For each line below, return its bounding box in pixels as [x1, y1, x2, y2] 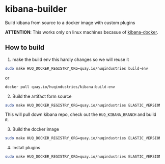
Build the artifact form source [12, 93, 72, 99]
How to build [5, 43, 45, 52]
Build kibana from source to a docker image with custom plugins [5, 20, 136, 26]
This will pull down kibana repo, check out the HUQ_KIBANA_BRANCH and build [5, 111, 157, 117]
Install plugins [12, 145, 41, 151]
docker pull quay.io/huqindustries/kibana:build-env [5, 84, 115, 89]
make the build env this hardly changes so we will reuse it [12, 56, 129, 62]
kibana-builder [5, 3, 67, 15]
